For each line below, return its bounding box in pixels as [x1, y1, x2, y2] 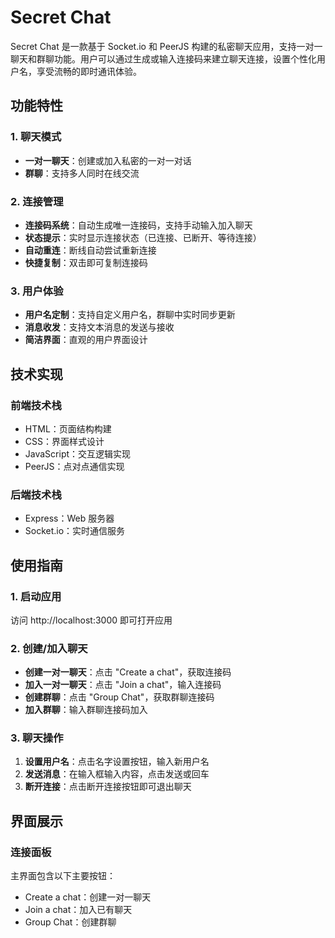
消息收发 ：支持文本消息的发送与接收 [24, 321, 175, 333]
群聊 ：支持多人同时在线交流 [24, 167, 140, 179]
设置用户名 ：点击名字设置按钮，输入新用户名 [24, 756, 210, 768]
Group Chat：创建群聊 [24, 916, 117, 928]
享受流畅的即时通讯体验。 [36, 65, 142, 77]
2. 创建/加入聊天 [10, 641, 88, 655]
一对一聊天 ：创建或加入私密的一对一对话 [24, 154, 192, 166]
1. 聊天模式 [10, 130, 62, 144]
